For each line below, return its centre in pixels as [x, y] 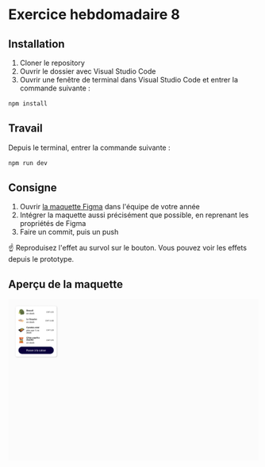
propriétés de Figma [53, 224]
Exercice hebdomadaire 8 [94, 15]
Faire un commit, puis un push [69, 232]
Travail [25, 128]
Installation [36, 44]
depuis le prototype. [41, 259]
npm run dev [28, 163]
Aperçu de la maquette [66, 284]
